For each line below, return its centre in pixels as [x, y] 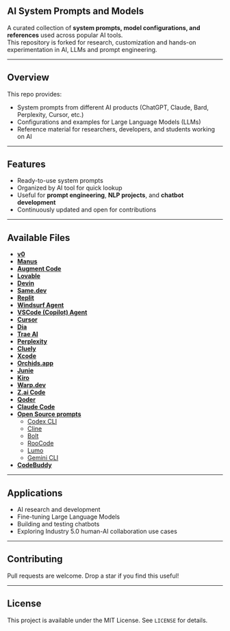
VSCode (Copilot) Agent [52, 312]
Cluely [26, 349]
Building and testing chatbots [58, 524]
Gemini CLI [43, 458]
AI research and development [59, 510]
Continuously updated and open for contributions [87, 210]
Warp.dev [31, 385]
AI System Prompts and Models [76, 11]
